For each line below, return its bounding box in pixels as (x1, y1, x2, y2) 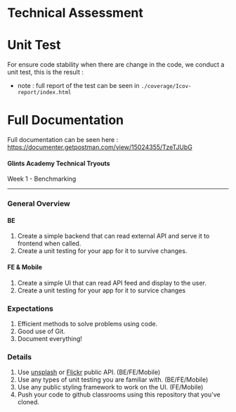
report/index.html (17, 89, 72, 96)
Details (7, 352, 32, 361)
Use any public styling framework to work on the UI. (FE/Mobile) (17, 383, 204, 392)
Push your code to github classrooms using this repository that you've (17, 390, 221, 399)
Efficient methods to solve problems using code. (17, 319, 158, 328)
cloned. (17, 398, 40, 406)
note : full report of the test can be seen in (17, 82, 140, 90)
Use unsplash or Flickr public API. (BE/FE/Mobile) (17, 368, 161, 377)
